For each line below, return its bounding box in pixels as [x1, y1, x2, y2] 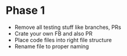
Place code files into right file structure [14, 36, 112, 43]
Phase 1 [5, 4, 45, 17]
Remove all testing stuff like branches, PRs [14, 23, 122, 31]
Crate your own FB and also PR [14, 30, 92, 37]
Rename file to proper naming [14, 43, 89, 50]
